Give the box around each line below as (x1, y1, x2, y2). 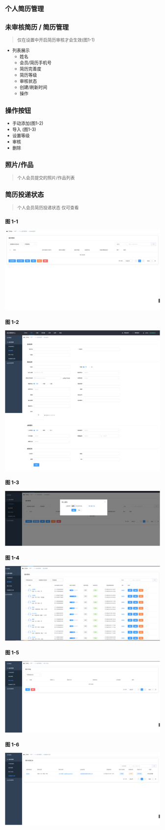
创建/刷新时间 (19, 84, 48, 90)
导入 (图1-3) (12, 127, 36, 132)
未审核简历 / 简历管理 (5, 23, 69, 31)
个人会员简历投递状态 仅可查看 (17, 204, 79, 210)
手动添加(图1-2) (12, 120, 44, 127)
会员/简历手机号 (19, 60, 52, 65)
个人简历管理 (5, 4, 44, 13)
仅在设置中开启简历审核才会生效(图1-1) (17, 37, 95, 43)
